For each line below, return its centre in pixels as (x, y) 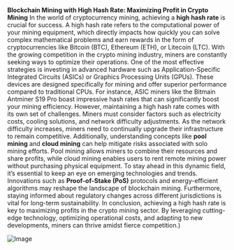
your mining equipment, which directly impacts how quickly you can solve (114, 32)
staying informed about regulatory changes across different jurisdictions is (115, 196)
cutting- (214, 210)
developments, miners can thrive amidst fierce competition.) (94, 225)
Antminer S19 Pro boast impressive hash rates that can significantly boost (113, 99)
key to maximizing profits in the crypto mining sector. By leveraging (104, 210)
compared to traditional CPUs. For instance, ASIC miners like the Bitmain (111, 91)
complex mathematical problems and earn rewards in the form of (101, 40)
